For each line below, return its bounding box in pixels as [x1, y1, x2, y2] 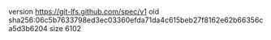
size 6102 [49, 24, 82, 33]
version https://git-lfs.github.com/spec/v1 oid [8, 7, 160, 16]
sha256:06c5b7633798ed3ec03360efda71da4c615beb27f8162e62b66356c [8, 15, 264, 25]
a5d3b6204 [8, 24, 49, 33]
